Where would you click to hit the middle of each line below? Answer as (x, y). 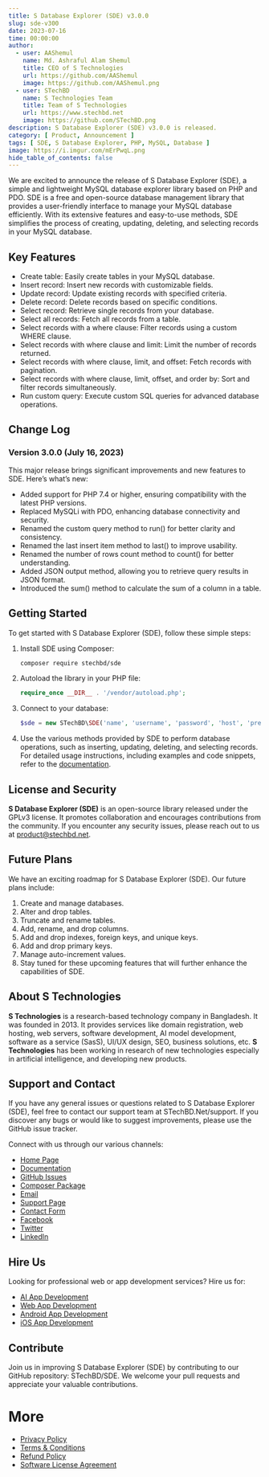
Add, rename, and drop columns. (74, 928)
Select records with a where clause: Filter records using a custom (128, 328)
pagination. (39, 370)
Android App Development (64, 1314)
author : (21, 46)
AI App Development (54, 1297)
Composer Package (53, 1185)
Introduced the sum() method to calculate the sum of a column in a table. (141, 588)
